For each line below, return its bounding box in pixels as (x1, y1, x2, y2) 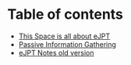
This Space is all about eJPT (18, 31, 111, 41)
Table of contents (7, 5, 124, 23)
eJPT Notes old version (18, 48, 94, 57)
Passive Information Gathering (18, 39, 116, 49)
